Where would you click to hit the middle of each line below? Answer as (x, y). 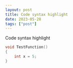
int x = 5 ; (25, 56)
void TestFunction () (27, 47)
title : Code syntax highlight (37, 14)
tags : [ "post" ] (21, 24)
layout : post (19, 10)
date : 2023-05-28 (23, 19)
